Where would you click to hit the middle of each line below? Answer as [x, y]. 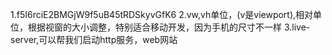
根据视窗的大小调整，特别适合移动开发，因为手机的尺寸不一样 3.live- [169, 27]
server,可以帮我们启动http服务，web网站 [94, 39]
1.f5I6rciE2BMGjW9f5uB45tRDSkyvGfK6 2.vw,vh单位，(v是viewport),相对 [162, 14]
